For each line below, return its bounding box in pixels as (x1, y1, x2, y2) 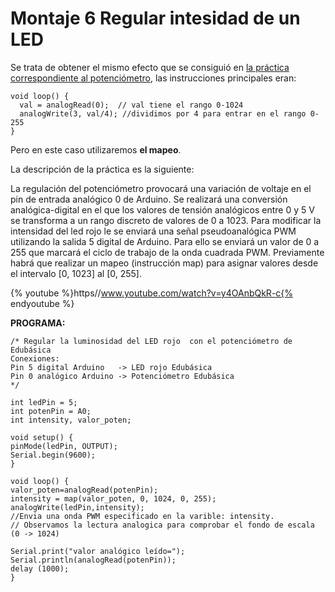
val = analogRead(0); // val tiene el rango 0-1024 (19, 100, 244, 110)
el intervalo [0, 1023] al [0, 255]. (10, 267, 142, 279)
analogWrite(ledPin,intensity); (10, 502, 145, 512)
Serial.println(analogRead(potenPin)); (10, 555, 177, 565)
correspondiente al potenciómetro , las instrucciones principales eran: (10, 72, 297, 84)
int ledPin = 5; (10, 397, 78, 407)
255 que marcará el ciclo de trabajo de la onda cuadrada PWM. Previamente (10, 246, 325, 258)
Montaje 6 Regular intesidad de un (10, 7, 301, 30)
